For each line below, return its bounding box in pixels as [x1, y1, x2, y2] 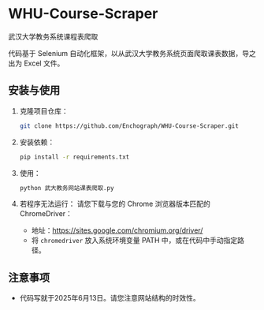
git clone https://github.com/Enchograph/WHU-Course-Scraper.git [19, 121, 239, 130]
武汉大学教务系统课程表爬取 [8, 32, 99, 41]
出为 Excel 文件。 [8, 58, 65, 68]
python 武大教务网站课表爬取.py [19, 184, 114, 192]
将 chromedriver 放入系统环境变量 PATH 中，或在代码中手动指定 [31, 236, 238, 245]
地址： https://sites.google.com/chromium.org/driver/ [31, 226, 203, 235]
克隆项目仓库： [19, 106, 69, 115]
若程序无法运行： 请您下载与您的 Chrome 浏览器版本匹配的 [19, 199, 210, 209]
